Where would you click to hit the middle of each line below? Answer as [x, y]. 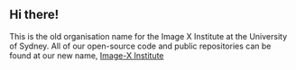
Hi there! [34, 15]
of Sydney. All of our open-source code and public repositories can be [140, 46]
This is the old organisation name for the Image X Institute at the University [148, 36]
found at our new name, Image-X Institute [87, 55]
